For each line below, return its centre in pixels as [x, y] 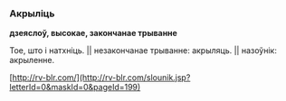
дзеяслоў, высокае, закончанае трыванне [94, 33]
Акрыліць [32, 14]
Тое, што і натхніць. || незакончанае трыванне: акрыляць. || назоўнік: [143, 50]
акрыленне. [32, 60]
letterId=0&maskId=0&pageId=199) [75, 87]
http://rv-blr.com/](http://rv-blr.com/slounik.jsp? [101, 78]
